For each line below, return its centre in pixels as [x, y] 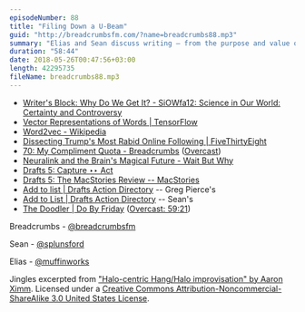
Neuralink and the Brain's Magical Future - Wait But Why [128, 161]
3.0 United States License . [100, 298]
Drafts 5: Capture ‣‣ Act [68, 170]
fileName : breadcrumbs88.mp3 [64, 77]
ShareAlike [30, 298]
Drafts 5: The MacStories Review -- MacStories [111, 180]
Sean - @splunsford [47, 244]
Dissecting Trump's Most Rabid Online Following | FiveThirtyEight [145, 141]
